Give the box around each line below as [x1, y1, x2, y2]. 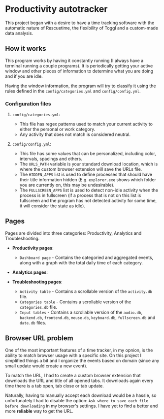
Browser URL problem [5, 334, 73, 343]
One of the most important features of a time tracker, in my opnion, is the [5, 347, 153, 353]
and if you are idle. [5, 73, 43, 79]
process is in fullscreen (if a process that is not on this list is [19, 193, 141, 198]
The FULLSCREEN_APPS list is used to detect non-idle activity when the [19, 187, 159, 193]
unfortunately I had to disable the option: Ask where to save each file [5, 397, 149, 403]
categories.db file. [19, 304, 58, 310]
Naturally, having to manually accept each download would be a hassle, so [5, 392, 157, 398]
